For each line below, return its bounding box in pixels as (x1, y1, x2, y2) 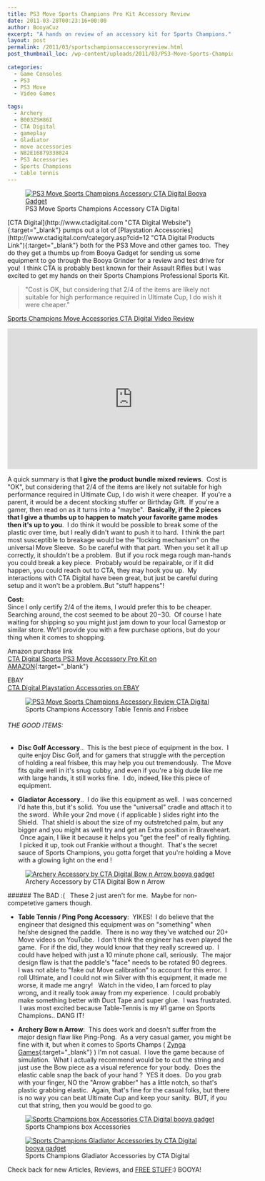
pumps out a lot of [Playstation (62, 226, 154, 234)
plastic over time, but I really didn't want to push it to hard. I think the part (7, 528, 225, 537)
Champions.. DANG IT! (17, 1011, 84, 1020)
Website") (161, 218, 191, 226)
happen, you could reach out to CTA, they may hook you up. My (7, 566, 198, 574)
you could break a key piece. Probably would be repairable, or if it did (7, 558, 214, 567)
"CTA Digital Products (151, 233, 215, 241)
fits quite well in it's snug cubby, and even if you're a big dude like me (17, 766, 224, 774)
